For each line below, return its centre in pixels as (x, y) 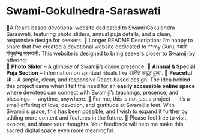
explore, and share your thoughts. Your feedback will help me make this (95, 124)
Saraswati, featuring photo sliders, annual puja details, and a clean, (89, 34)
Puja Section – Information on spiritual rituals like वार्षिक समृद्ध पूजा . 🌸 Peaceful (99, 72)
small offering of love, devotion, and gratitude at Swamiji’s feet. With (91, 105)
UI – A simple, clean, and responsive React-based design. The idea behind (98, 80)
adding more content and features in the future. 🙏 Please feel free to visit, (97, 117)
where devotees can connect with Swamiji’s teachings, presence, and (92, 92)
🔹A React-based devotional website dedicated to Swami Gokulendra (91, 28)
